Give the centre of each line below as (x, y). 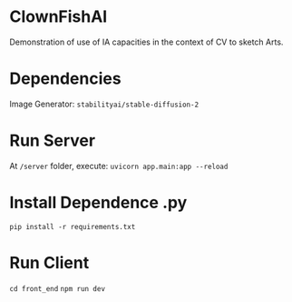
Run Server (53, 141)
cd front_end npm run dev (58, 288)
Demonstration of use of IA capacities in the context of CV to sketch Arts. (146, 42)
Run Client (49, 262)
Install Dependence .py (98, 203)
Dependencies (65, 79)
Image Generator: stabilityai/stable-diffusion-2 (104, 104)
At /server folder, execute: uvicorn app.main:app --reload (119, 166)
